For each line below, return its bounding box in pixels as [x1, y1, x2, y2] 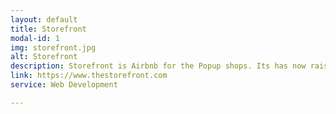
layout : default [10, 14, 78, 25]
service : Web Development [10, 80, 118, 90]
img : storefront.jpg [10, 42, 97, 53]
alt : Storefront [10, 52, 78, 62]
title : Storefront [10, 24, 87, 34]
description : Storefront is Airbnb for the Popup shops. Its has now [10, 61, 307, 71]
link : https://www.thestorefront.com [10, 71, 168, 81]
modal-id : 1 [10, 33, 60, 43]
